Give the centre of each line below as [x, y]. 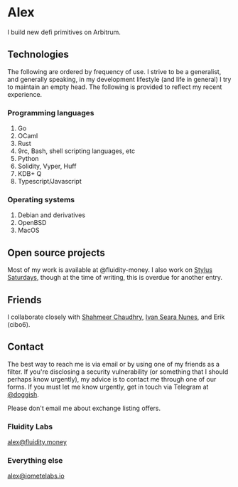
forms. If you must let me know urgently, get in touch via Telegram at [108, 387]
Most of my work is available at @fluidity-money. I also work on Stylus [110, 270]
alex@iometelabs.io [36, 476]
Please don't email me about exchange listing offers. [84, 408]
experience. [25, 94]
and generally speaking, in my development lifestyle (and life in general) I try [119, 79]
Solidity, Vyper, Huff [47, 166]
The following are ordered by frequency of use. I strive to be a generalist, [114, 71]
